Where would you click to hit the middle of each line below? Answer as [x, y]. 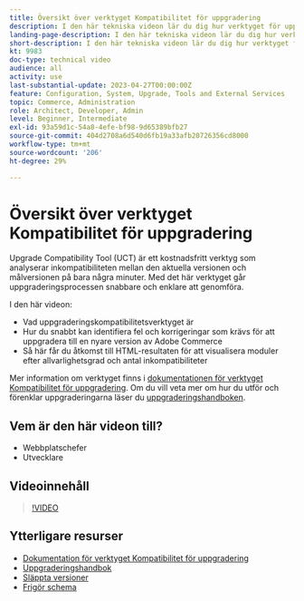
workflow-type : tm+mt [50, 144]
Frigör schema [49, 586]
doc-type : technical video [60, 60]
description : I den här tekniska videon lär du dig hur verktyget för [145, 26]
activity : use [36, 77]
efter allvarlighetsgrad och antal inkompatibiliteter [115, 361]
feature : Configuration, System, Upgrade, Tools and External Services [147, 93]
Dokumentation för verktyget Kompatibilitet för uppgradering [135, 557]
